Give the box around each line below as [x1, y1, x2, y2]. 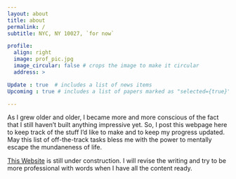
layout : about [7, 10, 49, 18]
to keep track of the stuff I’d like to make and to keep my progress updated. [7, 128, 225, 137]
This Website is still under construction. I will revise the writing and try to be [7, 157, 227, 165]
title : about [7, 17, 46, 24]
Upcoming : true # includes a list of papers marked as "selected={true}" [7, 88, 231, 95]
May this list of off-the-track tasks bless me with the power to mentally [7, 135, 212, 144]
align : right [13, 49, 52, 56]
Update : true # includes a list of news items [7, 81, 152, 88]
